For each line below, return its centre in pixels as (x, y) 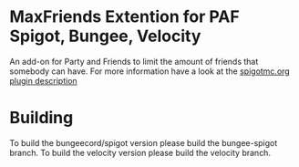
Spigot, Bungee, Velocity (105, 36)
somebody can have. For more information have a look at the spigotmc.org (149, 71)
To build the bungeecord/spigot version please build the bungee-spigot (144, 142)
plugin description (43, 80)
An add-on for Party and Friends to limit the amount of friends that (134, 61)
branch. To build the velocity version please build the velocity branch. (140, 152)
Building (41, 118)
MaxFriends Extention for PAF (124, 17)
